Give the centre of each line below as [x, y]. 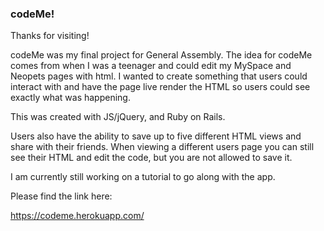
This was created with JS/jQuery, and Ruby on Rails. [118, 117]
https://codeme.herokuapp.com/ [77, 216]
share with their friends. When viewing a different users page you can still [162, 147]
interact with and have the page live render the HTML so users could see [160, 87]
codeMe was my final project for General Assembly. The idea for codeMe [161, 55]
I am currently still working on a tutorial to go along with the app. [143, 177]
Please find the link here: [61, 196]
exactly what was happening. [70, 98]
